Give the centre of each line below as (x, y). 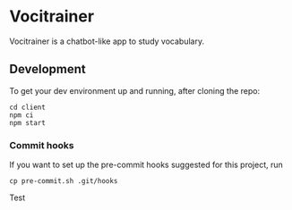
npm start (28, 122)
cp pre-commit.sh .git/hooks (64, 181)
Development (48, 69)
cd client (28, 107)
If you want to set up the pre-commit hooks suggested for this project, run (146, 165)
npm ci (21, 115)
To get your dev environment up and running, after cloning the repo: (135, 90)
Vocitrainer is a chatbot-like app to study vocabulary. (107, 41)
